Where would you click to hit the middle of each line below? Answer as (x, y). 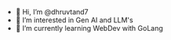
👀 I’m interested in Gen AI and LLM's (74, 20)
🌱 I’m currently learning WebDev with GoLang (89, 28)
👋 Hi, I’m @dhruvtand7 (52, 12)
